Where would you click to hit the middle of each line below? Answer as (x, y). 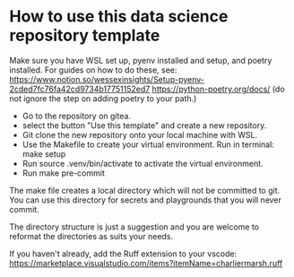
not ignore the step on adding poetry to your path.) (103, 98)
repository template (85, 35)
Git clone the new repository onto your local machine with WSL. (140, 134)
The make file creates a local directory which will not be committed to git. (145, 190)
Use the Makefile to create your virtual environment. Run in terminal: (148, 144)
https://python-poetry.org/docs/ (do (218, 89)
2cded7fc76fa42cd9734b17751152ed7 (80, 89)
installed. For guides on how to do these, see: (93, 70)
